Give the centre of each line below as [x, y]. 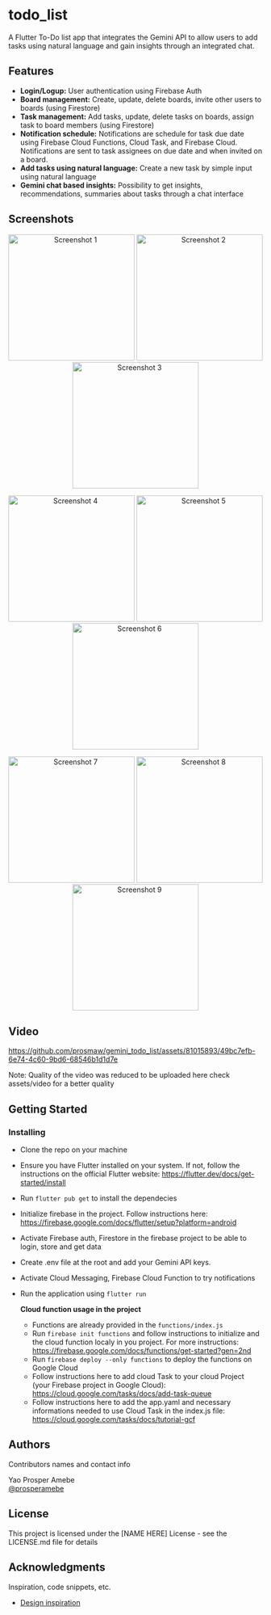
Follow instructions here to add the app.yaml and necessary [131, 1403]
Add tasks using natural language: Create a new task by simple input [136, 168]
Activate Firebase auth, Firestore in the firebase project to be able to [133, 1239]
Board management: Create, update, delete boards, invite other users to [141, 99]
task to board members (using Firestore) [87, 125]
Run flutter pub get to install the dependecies [98, 1198]
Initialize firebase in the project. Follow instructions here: [114, 1214]
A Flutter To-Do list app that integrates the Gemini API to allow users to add [133, 37]
